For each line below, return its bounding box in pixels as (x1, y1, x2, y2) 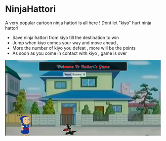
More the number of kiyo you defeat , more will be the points (12, 45, 136, 51)
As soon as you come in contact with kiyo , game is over (12, 50, 127, 56)
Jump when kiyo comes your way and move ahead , (12, 39, 119, 45)
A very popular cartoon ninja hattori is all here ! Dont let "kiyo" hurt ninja (5, 20, 152, 26)
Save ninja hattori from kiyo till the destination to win (12, 35, 119, 40)
